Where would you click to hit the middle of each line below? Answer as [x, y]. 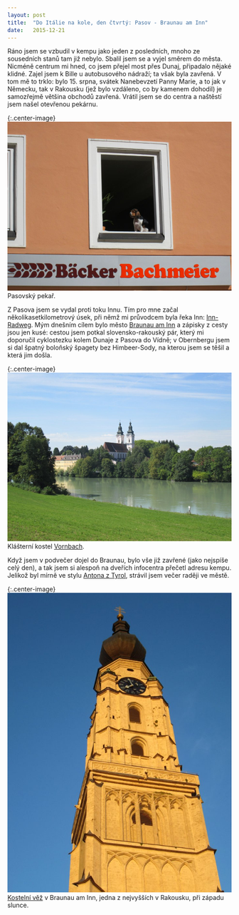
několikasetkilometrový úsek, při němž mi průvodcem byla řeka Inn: [106, 317]
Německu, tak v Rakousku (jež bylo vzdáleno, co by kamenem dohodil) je [115, 89]
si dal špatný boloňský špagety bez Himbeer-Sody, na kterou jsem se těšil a [118, 347]
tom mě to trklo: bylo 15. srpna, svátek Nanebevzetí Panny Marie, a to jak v [117, 81]
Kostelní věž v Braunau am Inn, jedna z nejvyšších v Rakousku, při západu [116, 897]
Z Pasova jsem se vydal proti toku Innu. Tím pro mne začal [93, 310]
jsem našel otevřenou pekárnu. [53, 104]
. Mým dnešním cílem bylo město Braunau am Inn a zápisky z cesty [129, 324]
